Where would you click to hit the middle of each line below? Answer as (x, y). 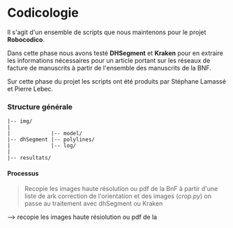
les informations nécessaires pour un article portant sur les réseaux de (109, 60)
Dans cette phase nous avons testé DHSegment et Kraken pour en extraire (115, 53)
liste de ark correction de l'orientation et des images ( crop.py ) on (118, 196)
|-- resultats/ (29, 158)
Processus (23, 173)
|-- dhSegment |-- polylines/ (51, 140)
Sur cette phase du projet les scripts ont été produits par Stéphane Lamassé (117, 81)
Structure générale (40, 107)
